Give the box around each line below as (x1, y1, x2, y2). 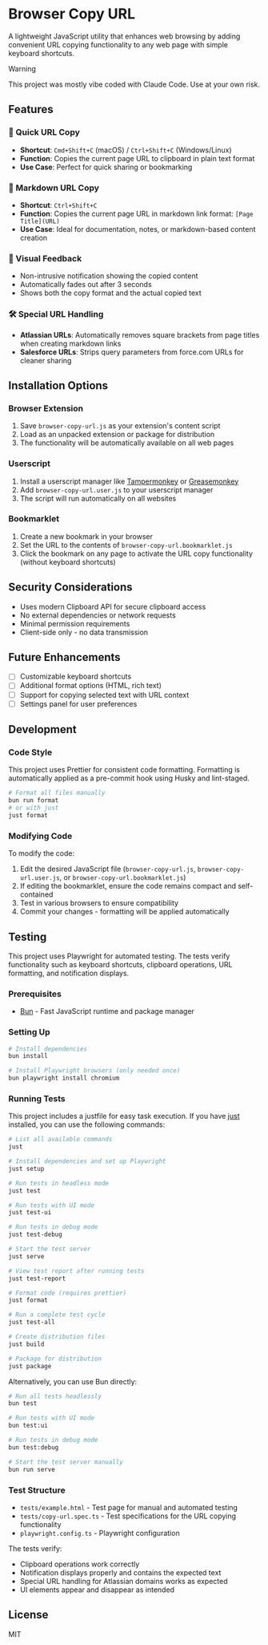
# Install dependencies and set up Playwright (8, 1157, 166, 1165)
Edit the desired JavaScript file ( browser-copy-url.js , (19, 864, 196, 874)
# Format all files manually (8, 789, 106, 797)
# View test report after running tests (8, 1266, 146, 1275)
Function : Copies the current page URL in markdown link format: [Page (19, 209, 254, 218)
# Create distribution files (8, 1333, 106, 1341)
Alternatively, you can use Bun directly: (8, 1376, 138, 1386)
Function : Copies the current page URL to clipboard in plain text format (19, 153, 255, 163)
